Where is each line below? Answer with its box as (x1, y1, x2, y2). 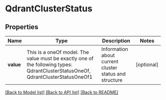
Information (101, 46, 128, 52)
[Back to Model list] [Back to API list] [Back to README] (5, 90, 119, 95)
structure (101, 77, 123, 83)
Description (102, 38, 130, 44)
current (101, 58, 119, 65)
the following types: (26, 61, 73, 68)
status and (101, 70, 126, 77)
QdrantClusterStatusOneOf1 (26, 74, 93, 80)
